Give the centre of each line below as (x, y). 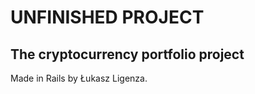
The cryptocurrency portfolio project (127, 54)
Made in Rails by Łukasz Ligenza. (79, 78)
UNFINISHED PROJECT (107, 17)
